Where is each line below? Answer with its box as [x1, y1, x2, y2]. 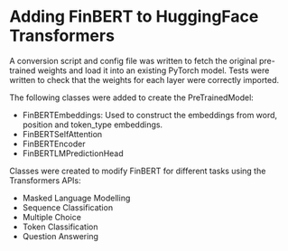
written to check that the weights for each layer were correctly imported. [9, 74, 280, 85]
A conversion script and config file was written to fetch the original [9, 55, 257, 66]
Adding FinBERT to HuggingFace [9, 6, 259, 27]
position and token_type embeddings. [22, 119, 163, 130]
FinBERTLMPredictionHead [22, 147, 124, 159]
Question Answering [22, 230, 99, 241]
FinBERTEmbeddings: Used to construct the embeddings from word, [22, 109, 278, 120]
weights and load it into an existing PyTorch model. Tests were [37, 65, 270, 76]
